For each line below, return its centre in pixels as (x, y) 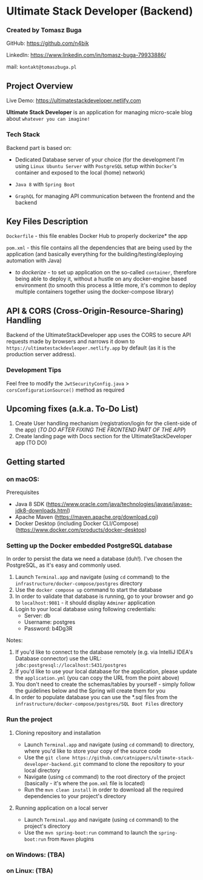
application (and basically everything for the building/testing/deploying (95, 254)
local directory (42, 770)
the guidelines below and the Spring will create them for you (90, 691)
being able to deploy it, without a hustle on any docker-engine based (101, 279)
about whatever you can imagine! (48, 119)
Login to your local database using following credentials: (85, 609)
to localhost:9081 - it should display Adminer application (85, 603)
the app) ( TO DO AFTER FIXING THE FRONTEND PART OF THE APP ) (100, 430)
